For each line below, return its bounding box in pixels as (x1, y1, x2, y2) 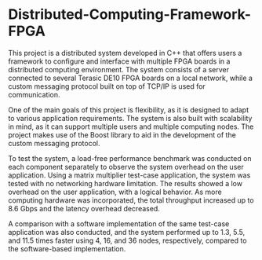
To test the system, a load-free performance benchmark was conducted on (8, 153, 253, 163)
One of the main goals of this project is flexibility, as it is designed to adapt (8, 104, 249, 115)
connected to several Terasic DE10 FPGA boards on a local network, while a (8, 73, 253, 82)
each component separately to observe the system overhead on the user (8, 162, 245, 171)
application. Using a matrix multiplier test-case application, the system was (8, 170, 251, 180)
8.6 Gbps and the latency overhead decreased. (8, 203, 161, 213)
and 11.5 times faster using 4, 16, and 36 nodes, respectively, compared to (8, 236, 247, 245)
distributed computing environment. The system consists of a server (8, 64, 230, 74)
